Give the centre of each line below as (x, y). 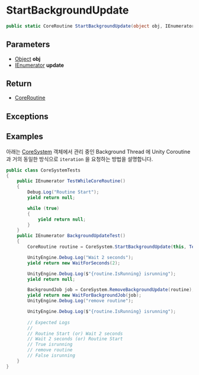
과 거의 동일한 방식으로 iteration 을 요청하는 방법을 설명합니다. (80, 159)
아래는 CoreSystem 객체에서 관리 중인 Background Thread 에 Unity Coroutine (98, 151)
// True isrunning (50, 345)
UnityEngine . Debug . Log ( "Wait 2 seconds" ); (81, 257)
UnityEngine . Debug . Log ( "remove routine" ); (81, 301)
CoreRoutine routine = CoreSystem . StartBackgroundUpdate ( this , (107, 247)
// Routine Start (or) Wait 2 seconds (75, 334)
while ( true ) (44, 208)
